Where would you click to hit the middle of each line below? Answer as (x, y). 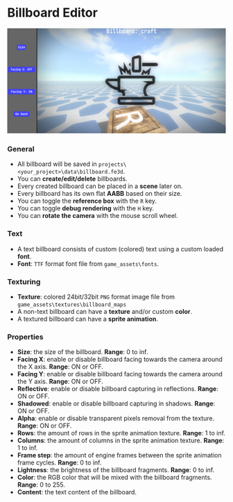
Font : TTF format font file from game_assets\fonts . (88, 263)
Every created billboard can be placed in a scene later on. (100, 186)
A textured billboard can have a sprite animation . (87, 319)
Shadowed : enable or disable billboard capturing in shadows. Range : (116, 403)
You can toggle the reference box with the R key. (87, 201)
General (21, 149)
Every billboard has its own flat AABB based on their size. (100, 194)
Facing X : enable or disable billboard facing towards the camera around (120, 360)
